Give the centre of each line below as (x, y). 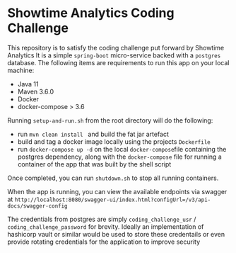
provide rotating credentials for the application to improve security (104, 242)
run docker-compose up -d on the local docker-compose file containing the (122, 149)
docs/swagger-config (38, 206)
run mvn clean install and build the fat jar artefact (93, 134)
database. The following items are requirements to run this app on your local (118, 62)
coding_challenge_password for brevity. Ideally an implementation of (106, 226)
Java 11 (28, 84)
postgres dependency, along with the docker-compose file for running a (120, 157)
